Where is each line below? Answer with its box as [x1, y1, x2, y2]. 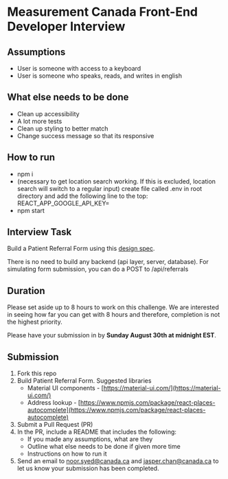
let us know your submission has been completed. [16, 465, 159, 473]
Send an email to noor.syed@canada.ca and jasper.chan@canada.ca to [16, 457, 219, 465]
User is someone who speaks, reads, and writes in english [16, 71, 182, 80]
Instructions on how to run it [27, 449, 108, 458]
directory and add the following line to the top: [16, 192, 148, 200]
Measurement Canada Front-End [7, 4, 198, 20]
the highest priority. [7, 318, 63, 326]
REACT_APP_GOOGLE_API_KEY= [16, 199, 110, 207]
